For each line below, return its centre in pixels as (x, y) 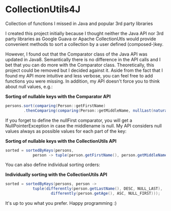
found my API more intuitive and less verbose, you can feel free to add (79, 75)
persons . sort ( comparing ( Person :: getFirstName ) (55, 106)
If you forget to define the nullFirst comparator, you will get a (69, 120)
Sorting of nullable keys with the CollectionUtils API (61, 141)
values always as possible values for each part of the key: (66, 131)
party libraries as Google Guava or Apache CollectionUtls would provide (81, 39)
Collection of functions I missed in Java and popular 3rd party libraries (79, 23)
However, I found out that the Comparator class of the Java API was (76, 54)
